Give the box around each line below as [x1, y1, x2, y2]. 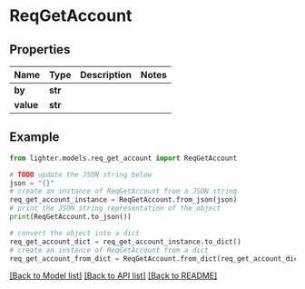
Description [80, 69, 132, 81]
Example [9, 129, 60, 145]
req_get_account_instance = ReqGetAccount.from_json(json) [9, 195, 238, 204]
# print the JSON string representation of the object [9, 204, 221, 214]
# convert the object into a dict [9, 228, 141, 237]
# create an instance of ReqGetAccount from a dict [9, 245, 209, 254]
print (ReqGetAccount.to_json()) [9, 213, 132, 222]
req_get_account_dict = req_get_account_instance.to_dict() [9, 237, 242, 246]
